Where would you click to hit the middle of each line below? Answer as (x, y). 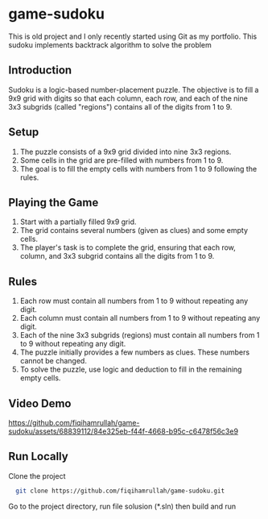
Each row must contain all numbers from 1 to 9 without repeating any (134, 301)
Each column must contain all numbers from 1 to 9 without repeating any (140, 318)
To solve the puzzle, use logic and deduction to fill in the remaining (131, 370)
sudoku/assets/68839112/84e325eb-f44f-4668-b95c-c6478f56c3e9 (124, 431)
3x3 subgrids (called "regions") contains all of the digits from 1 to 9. (120, 106)
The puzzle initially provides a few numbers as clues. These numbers (135, 352)
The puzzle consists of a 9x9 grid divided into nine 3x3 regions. (126, 152)
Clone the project (37, 475)
